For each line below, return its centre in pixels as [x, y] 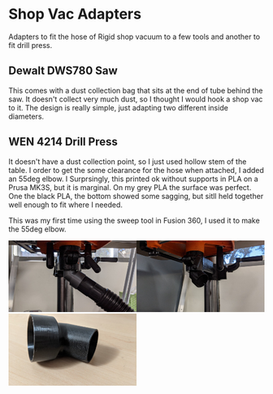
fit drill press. [30, 45]
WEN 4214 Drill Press [63, 142]
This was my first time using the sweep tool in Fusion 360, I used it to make [134, 220]
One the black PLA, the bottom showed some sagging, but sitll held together [136, 196]
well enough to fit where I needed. [66, 205]
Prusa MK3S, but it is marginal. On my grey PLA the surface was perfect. [130, 187]
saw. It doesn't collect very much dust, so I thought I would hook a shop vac [136, 99]
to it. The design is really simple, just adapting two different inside [119, 107]
